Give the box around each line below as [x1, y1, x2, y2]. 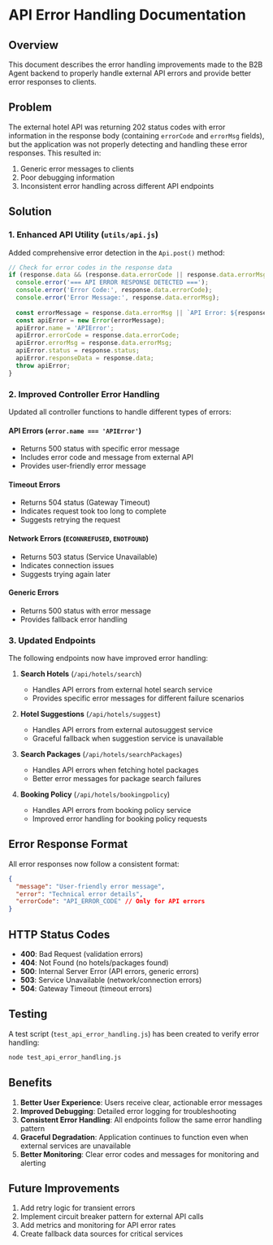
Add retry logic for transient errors [19, 1203, 136, 1213]
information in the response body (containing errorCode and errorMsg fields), [8, 130, 265, 140]
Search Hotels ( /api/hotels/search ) [19, 669, 142, 679]
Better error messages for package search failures [32, 774, 201, 784]
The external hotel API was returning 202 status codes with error [8, 122, 226, 132]
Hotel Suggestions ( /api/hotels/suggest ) [19, 710, 161, 719]
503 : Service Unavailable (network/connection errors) [19, 975, 202, 985]
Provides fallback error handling [19, 614, 128, 624]
